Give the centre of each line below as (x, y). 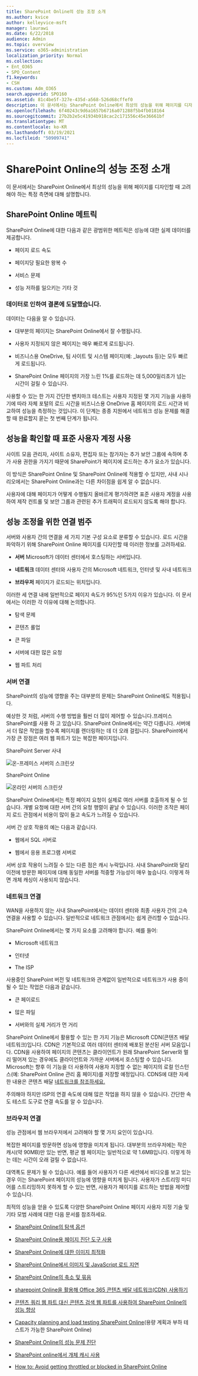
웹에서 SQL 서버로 (36, 839)
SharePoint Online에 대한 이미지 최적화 (60, 1252)
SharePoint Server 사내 (34, 750)
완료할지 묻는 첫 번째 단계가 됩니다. (59, 418)
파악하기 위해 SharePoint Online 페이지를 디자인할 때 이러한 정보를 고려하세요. (96, 544)
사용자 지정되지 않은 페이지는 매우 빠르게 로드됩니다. (74, 343)
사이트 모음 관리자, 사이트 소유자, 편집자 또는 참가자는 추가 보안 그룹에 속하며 (94, 454)
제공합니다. (19, 237)
